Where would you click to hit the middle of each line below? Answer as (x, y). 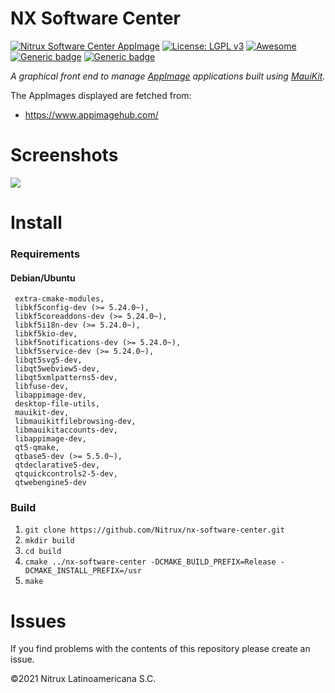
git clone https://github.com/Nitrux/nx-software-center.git (155, 530)
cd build (43, 552)
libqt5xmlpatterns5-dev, (66, 378)
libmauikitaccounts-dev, (66, 430)
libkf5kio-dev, (46, 334)
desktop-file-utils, (57, 404)
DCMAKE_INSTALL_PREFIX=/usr (83, 571)
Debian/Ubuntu (43, 278)
